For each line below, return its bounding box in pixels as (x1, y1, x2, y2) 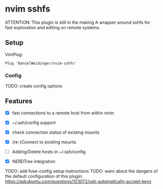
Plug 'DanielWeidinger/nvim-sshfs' (5, 61, 77, 66)
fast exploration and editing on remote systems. (5, 24, 100, 30)
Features (5, 97, 33, 105)
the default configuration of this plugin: (5, 173, 83, 179)
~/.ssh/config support (12, 120, 56, 126)
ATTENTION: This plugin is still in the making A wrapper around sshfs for (5, 19, 150, 25)
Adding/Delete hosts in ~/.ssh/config (12, 149, 86, 155)
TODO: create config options (5, 83, 63, 89)
